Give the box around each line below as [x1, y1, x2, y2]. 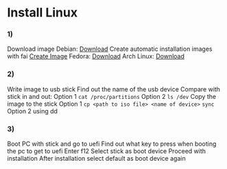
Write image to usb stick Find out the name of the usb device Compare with [7, 84, 221, 93]
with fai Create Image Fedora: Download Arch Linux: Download [7, 52, 185, 60]
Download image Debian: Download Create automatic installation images [7, 45, 213, 53]
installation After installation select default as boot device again [7, 155, 187, 163]
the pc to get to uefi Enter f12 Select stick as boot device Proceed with [7, 147, 206, 155]
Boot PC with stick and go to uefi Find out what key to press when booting [7, 139, 217, 148]
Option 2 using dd [7, 106, 58, 115]
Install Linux [7, 5, 77, 21]
